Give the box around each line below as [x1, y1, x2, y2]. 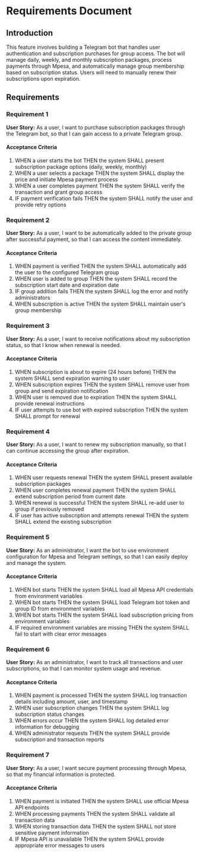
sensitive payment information [14, 829, 89, 836]
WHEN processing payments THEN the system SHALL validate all [14, 810, 175, 817]
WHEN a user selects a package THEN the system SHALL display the [14, 169, 184, 177]
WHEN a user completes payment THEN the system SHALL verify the [14, 182, 185, 189]
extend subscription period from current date [14, 493, 126, 500]
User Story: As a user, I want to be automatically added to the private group [6, 230, 192, 237]
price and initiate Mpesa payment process [14, 175, 118, 183]
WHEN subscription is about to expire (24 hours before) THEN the [14, 368, 176, 375]
